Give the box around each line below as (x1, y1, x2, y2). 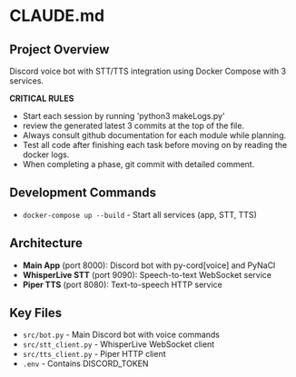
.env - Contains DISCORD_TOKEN (22, 358, 149, 369)
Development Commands (9, 185, 157, 201)
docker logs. (22, 149, 70, 160)
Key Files (9, 305, 62, 321)
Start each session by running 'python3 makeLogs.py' (22, 111, 225, 121)
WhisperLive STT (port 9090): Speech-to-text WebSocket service (22, 269, 272, 280)
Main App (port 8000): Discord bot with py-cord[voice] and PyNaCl (22, 260, 276, 271)
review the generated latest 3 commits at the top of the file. (22, 120, 245, 131)
